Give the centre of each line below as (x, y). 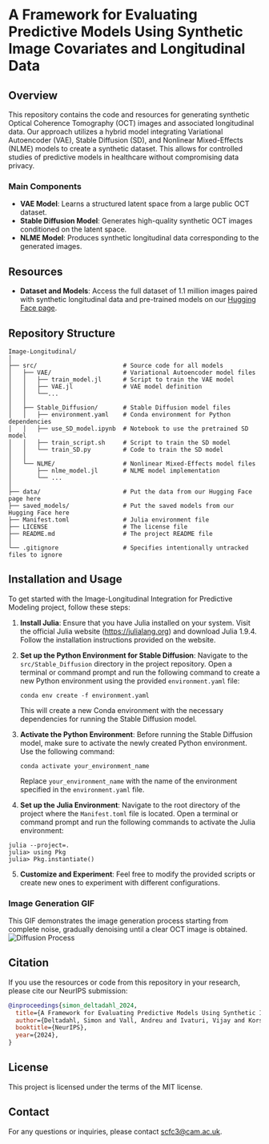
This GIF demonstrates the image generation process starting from (118, 921)
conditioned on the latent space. (73, 229)
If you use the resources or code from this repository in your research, (124, 982)
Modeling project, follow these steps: (69, 607)
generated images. (51, 247)
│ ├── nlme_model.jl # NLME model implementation (114, 470)
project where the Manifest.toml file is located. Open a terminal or (129, 813)
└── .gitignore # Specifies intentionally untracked (128, 548)
